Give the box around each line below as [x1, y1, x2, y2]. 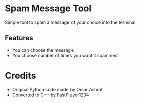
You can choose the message [12, 47, 74, 53]
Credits [5, 70, 36, 81]
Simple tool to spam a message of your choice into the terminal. [5, 19, 137, 25]
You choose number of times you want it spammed [12, 52, 118, 58]
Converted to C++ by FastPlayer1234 [12, 92, 89, 98]
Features [5, 34, 33, 42]
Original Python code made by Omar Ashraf [12, 86, 103, 92]
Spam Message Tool [5, 3, 92, 14]
